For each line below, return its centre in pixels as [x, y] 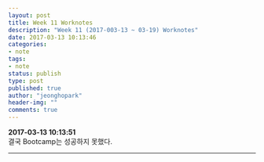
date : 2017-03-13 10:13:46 [52, 37]
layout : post [29, 15]
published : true [35, 88]
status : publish [35, 74]
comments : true [33, 110]
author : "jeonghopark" [45, 95]
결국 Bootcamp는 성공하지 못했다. [60, 141]
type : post [26, 81]
